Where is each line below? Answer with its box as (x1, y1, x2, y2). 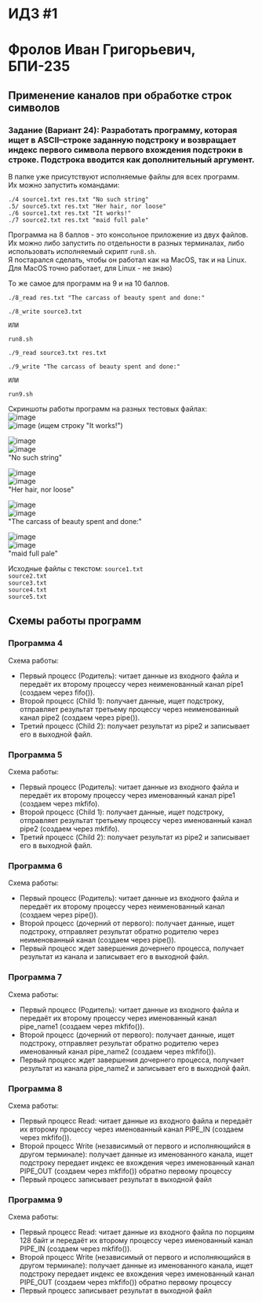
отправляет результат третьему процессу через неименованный (19, 704, 239, 714)
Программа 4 (8, 638, 64, 649)
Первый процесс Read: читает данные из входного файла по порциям (19, 1227, 255, 1237)
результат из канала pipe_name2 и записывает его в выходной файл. (19, 1063, 251, 1072)
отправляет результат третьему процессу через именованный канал (19, 816, 253, 825)
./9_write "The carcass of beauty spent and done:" (8, 363, 180, 371)
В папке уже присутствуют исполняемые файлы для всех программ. (8, 172, 240, 182)
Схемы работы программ (8, 615, 142, 628)
